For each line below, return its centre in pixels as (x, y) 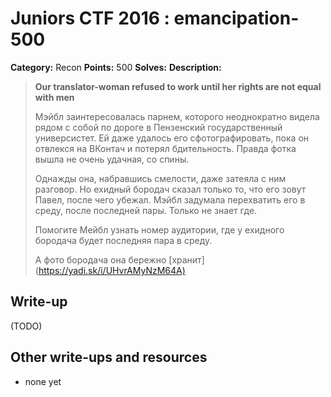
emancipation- (236, 18)
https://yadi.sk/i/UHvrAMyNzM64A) (112, 270)
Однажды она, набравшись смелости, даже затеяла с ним (160, 178)
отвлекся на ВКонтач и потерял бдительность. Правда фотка (165, 148)
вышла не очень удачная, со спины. (112, 159)
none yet (43, 381)
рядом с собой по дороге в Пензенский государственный (158, 127)
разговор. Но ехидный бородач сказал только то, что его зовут (170, 189)
